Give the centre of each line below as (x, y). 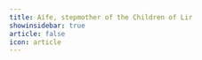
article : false (37, 34)
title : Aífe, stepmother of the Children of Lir (101, 17)
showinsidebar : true (48, 26)
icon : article (36, 42)
